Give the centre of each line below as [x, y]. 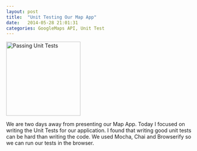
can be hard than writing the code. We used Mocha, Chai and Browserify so [99, 137]
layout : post [22, 12]
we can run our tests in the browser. [50, 143]
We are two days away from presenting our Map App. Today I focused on [96, 124]
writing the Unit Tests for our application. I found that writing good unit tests [99, 130]
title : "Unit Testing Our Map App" [51, 17]
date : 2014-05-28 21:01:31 [42, 23]
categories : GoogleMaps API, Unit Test [55, 28]
